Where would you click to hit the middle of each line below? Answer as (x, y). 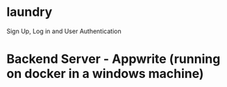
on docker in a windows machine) (105, 74)
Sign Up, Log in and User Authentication (64, 31)
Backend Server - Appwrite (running (113, 59)
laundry (30, 12)
